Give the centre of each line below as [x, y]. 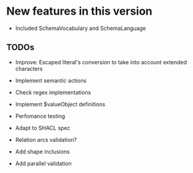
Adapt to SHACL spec [43, 128]
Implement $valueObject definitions [60, 104]
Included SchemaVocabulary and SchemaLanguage [81, 28]
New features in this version [79, 11]
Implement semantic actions [51, 80]
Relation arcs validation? [46, 139]
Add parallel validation [44, 163]
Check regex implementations [53, 92]
